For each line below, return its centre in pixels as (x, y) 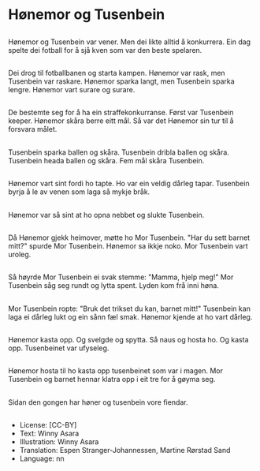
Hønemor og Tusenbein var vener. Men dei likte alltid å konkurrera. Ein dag (129, 42)
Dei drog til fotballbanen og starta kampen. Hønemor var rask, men (117, 73)
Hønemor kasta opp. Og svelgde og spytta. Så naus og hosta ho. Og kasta (129, 340)
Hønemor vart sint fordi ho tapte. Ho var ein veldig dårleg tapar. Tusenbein (129, 184)
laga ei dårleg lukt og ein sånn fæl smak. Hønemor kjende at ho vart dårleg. (130, 316)
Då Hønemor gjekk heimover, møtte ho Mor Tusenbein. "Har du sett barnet (129, 237)
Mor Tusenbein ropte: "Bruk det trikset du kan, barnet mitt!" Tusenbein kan (129, 308)
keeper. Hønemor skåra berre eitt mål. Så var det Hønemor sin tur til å (121, 121)
